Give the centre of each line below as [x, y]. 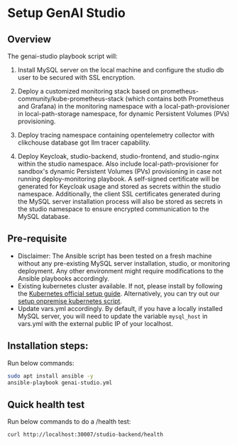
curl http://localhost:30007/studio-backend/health [85, 435]
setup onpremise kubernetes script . [70, 301]
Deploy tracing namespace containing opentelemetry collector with [116, 135]
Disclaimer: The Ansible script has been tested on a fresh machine [115, 256]
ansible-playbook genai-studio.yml [60, 383]
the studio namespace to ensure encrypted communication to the [113, 209]
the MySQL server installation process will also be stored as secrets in [120, 201]
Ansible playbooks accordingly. [64, 278]
